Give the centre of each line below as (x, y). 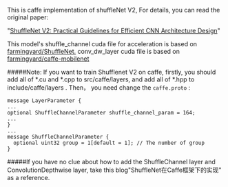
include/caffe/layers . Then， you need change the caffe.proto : (99, 88)
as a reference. (29, 178)
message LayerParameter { (44, 101)
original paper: (28, 17)
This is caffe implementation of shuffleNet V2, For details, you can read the (114, 10)
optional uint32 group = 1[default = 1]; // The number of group (109, 143)
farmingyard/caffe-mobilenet (48, 59)
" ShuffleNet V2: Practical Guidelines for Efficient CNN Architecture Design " (114, 31)
